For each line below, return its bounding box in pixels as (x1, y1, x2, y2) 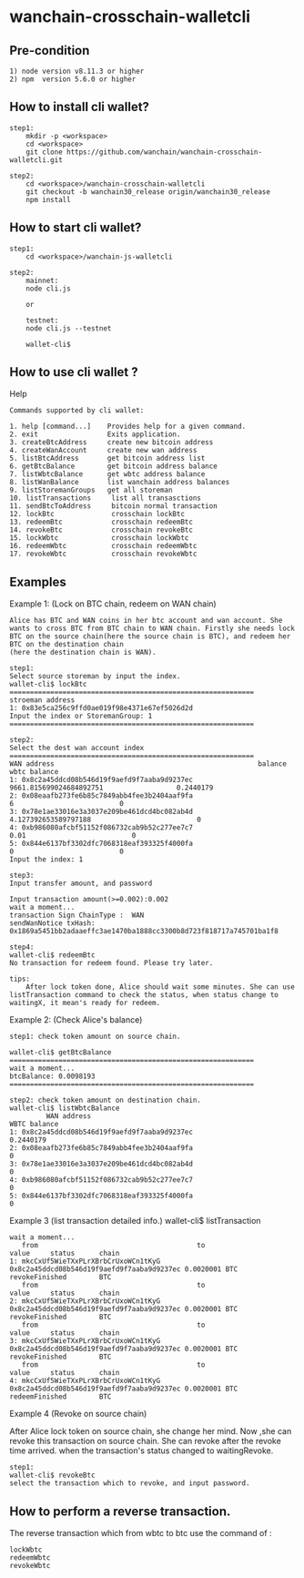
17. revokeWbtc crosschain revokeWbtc (9, 549, 198, 559)
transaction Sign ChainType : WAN (9, 911, 145, 921)
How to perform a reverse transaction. (9, 1503, 231, 1519)
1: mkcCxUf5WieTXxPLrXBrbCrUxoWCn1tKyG (9, 1257, 161, 1267)
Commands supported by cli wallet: (9, 406, 145, 415)
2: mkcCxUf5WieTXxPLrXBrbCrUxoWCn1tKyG (9, 1297, 161, 1306)
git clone (25, 148, 64, 157)
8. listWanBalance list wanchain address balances (9, 478, 230, 487)
